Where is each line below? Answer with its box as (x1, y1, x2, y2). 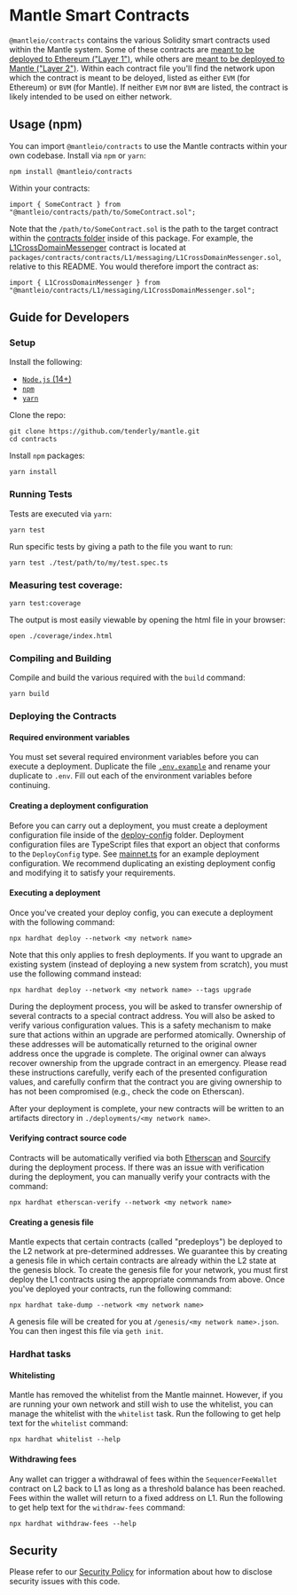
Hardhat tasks (9, 1348, 72, 1361)
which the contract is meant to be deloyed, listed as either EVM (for (9, 72, 251, 83)
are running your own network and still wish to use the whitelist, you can (9, 1399, 274, 1409)
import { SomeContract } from (9, 200, 121, 209)
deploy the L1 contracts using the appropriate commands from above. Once (9, 1275, 285, 1285)
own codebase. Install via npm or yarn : (9, 150, 146, 161)
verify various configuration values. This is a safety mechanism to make (9, 1020, 272, 1030)
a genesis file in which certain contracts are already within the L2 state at (9, 1255, 277, 1266)
